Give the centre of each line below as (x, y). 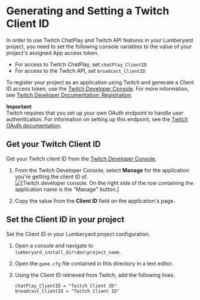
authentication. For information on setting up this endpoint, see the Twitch (97, 119)
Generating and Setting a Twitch (88, 11)
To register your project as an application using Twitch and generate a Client (100, 82)
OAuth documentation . (34, 125)
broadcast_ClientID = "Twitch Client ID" (67, 291)
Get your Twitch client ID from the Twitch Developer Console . (81, 159)
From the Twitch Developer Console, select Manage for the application (102, 170)
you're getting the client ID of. (51, 177)
